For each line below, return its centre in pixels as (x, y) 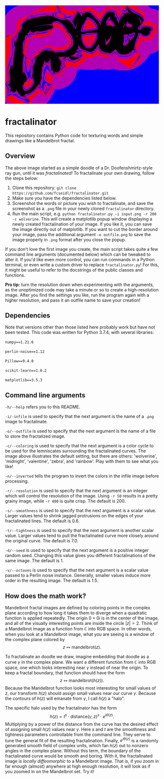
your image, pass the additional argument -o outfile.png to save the (82, 234)
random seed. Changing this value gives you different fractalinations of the (80, 556)
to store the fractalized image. (35, 436)
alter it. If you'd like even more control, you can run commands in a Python (80, 259)
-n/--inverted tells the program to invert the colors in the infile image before (82, 476)
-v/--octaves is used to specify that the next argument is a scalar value (77, 570)
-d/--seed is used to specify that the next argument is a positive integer (77, 550)
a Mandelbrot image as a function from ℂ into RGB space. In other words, (79, 629)
